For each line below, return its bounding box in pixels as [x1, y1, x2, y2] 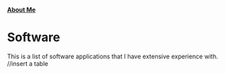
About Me [7, 5, 36, 14]
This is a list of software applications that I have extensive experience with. [7, 52, 219, 60]
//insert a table [7, 59, 49, 68]
